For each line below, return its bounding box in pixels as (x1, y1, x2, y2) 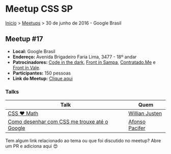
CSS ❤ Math (8, 110, 39, 117)
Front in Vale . (12, 64, 41, 70)
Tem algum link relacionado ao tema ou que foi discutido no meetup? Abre (5, 138, 161, 144)
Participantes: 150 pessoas (12, 70, 71, 76)
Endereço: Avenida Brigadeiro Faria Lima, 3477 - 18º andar (12, 54, 137, 60)
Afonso (128, 118, 146, 125)
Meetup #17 (5, 35, 43, 43)
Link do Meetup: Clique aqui (12, 75, 73, 82)
